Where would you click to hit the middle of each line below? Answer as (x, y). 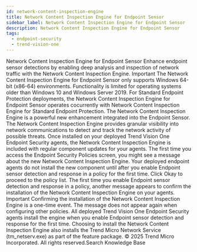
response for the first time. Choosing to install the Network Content (88, 224)
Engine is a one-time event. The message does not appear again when (92, 205)
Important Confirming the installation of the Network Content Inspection (93, 198)
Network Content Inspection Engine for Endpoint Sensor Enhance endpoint (97, 61)
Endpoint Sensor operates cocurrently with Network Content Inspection (93, 105)
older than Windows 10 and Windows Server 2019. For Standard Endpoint (95, 92)
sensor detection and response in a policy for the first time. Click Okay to (95, 174)
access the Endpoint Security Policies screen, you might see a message (93, 155)
